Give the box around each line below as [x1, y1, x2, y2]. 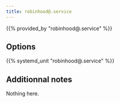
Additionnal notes [6, 74, 73, 84]
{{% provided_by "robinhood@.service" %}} [6, 25, 113, 32]
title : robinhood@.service [6, 8, 72, 15]
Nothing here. [6, 90, 39, 97]
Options [6, 42, 36, 52]
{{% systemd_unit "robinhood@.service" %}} [6, 57, 115, 65]
